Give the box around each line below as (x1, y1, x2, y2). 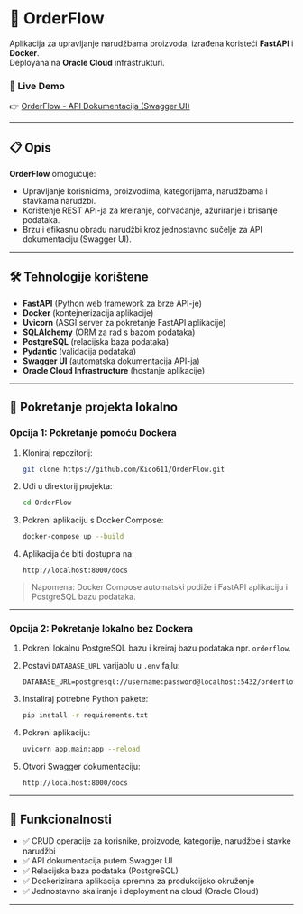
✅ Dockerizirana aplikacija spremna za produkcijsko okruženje (22, 875, 255, 887)
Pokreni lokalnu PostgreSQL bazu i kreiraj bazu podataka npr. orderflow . (22, 642, 291, 653)
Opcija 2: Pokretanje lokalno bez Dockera (9, 623, 194, 635)
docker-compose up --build (22, 532, 124, 541)
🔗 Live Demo (9, 79, 65, 92)
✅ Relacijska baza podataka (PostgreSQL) (22, 865, 179, 876)
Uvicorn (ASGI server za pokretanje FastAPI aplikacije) (22, 317, 226, 328)
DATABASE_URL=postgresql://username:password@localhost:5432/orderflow (22, 678, 298, 687)
